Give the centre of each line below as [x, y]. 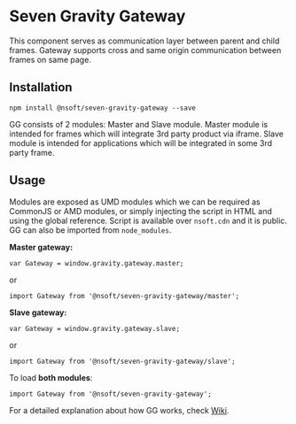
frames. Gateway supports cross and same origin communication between [145, 50]
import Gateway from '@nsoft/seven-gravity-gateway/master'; [125, 296]
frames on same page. [50, 59]
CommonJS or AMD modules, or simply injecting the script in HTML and [141, 211]
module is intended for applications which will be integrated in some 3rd [141, 143]
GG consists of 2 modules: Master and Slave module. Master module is [139, 124]
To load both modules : [51, 377]
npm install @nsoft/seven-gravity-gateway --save [103, 108]
